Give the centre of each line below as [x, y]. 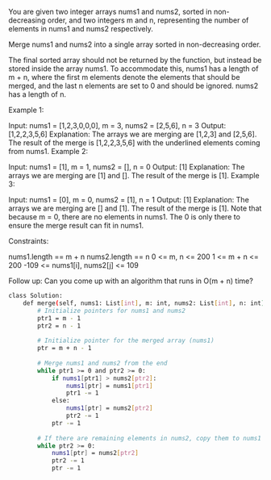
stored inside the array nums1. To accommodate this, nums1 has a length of [133, 69]
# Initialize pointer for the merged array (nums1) [126, 341]
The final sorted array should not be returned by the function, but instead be [135, 60]
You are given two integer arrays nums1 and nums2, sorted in [110, 12]
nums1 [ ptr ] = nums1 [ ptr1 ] [109, 386]
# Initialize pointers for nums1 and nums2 [111, 311]
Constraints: [29, 241]
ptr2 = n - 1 [59, 326]
